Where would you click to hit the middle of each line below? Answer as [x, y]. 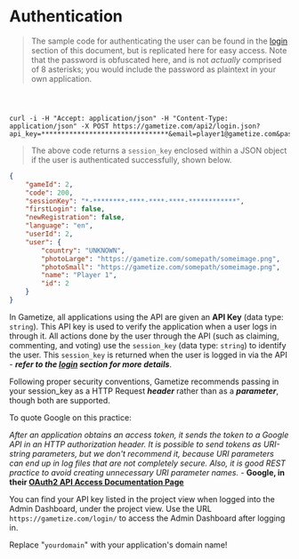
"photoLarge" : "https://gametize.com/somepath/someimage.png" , [161, 259]
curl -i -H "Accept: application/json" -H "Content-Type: [119, 118]
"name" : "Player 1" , [79, 276]
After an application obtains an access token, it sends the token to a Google [149, 435]
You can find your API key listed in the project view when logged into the [142, 499]
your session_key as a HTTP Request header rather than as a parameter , [144, 391]
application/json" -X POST [59, 126]
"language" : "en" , [59, 226]
